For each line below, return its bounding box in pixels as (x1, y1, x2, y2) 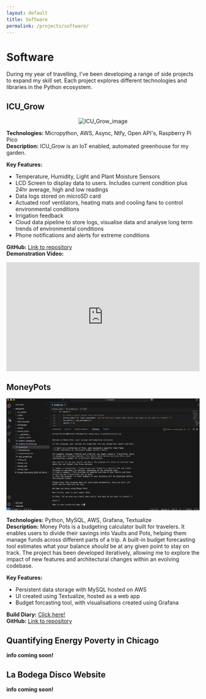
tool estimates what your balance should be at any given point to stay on (6, 542, 190, 550)
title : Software (6, 16, 48, 23)
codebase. (6, 562, 34, 569)
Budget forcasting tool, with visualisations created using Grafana (15, 599, 179, 606)
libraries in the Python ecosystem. (6, 84, 93, 91)
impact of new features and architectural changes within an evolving (6, 556, 180, 563)
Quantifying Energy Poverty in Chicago (6, 635, 159, 646)
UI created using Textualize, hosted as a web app (15, 593, 140, 600)
